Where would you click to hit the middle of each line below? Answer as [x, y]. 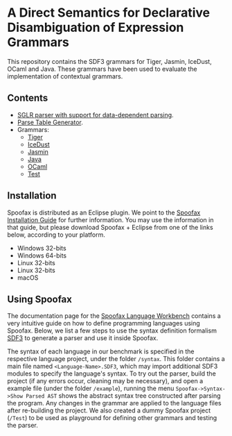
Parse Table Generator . [50, 122]
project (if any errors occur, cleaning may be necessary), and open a [105, 381]
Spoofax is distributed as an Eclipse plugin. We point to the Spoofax [104, 212]
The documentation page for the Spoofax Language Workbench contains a [114, 316]
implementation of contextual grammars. [65, 76]
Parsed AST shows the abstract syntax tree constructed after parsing [123, 396]
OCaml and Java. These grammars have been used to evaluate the [102, 69]
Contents [28, 98]
